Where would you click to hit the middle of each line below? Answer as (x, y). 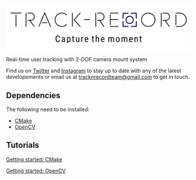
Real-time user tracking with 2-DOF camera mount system (77, 60)
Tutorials (23, 145)
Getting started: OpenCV (36, 171)
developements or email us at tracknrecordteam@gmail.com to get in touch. (98, 77)
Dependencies (33, 95)
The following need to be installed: (48, 109)
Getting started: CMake (34, 159)
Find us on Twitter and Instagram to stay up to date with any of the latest (94, 71)
